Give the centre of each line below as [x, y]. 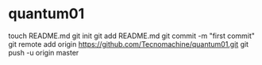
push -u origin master [44, 52]
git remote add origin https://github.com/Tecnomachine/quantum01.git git [128, 44]
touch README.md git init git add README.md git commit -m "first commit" [132, 36]
